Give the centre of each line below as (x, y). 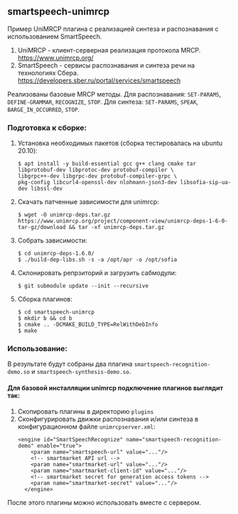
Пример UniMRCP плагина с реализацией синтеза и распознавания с (113, 28)
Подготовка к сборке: (47, 127)
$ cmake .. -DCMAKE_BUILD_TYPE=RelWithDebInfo (88, 325)
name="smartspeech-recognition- (174, 439)
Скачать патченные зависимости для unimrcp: (88, 202)
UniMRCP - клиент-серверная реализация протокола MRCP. (109, 50)
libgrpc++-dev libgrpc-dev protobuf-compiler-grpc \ (97, 176)
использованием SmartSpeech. (55, 36)
